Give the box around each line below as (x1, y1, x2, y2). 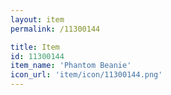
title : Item (10, 42, 60, 52)
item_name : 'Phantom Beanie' (10, 61, 132, 71)
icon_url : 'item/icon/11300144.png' (10, 70, 163, 80)
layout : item (10, 14, 65, 25)
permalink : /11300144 (10, 24, 101, 34)
